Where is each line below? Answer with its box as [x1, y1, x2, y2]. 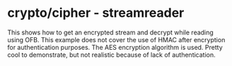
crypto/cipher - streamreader [7, 5, 185, 21]
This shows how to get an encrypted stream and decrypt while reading [7, 28, 214, 37]
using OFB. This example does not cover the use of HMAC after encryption [7, 35, 226, 44]
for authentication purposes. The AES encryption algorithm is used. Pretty [7, 43, 223, 51]
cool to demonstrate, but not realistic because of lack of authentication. [7, 51, 216, 59]
